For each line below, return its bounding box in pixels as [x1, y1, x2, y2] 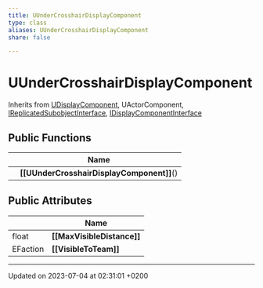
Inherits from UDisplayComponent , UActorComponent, [8, 100, 184, 110]
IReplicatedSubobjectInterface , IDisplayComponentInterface [8, 108, 202, 118]
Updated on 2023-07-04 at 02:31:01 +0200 [8, 271, 149, 280]
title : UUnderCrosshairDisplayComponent [8, 11, 142, 20]
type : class [8, 19, 47, 27]
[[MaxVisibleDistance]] [51, 231, 141, 242]
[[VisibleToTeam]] [51, 243, 120, 254]
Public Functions [8, 131, 92, 144]
